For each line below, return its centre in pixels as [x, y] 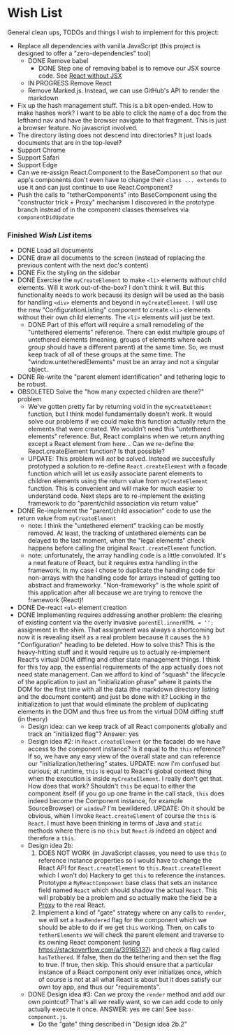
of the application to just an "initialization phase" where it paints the [114, 682]
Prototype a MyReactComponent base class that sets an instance [128, 883]
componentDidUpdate [46, 217]
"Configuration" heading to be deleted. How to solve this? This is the [116, 645]
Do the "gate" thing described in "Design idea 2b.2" [112, 1024]
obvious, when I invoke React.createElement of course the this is [122, 816]
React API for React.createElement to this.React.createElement [130, 868]
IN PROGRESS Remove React [70, 83]
